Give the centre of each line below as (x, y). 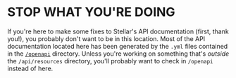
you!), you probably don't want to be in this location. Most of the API (106, 38)
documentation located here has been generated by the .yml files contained (118, 46)
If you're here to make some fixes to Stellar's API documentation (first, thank (118, 31)
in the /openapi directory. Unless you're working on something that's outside (118, 54)
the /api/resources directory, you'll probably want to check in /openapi (110, 61)
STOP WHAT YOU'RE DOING (91, 12)
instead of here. (30, 68)
